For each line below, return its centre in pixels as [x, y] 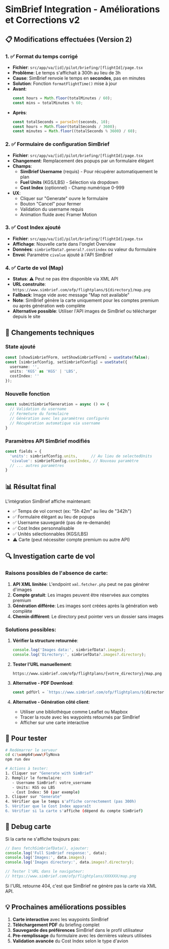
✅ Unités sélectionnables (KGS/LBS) [50, 534]
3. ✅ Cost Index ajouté [33, 227]
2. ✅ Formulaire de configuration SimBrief [58, 144]
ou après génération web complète [49, 306]
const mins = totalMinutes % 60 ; [48, 103]
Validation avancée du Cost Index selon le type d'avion [70, 941]
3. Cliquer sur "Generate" [34, 797]
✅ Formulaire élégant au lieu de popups [54, 517]
